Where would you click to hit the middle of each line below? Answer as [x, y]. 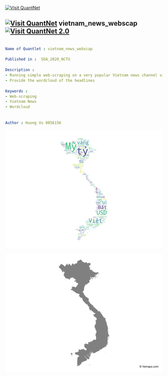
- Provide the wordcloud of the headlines [50, 80]
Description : [20, 70]
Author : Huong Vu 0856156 [33, 123]
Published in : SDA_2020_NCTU [38, 59]
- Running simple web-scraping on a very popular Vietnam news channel [81, 75]
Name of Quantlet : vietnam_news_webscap [49, 49]
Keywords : [16, 91]
